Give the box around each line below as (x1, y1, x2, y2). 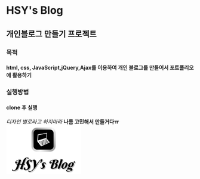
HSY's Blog (6, 4, 64, 17)
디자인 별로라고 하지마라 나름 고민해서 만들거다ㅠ (6, 118, 119, 125)
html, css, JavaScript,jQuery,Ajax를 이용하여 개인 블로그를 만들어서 (6, 64, 169, 72)
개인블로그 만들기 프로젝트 (6, 29, 97, 39)
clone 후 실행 (6, 104, 38, 111)
